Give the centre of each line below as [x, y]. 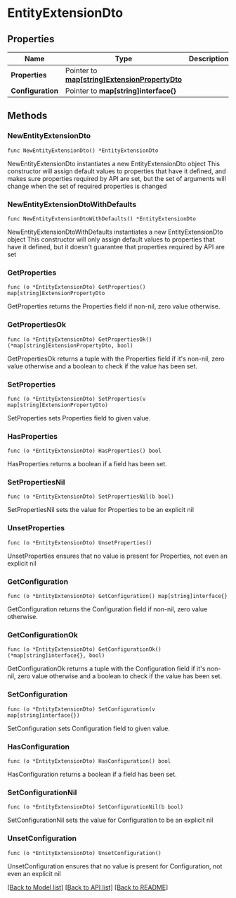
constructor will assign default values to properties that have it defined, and [117, 171]
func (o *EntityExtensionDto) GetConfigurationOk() [84, 649]
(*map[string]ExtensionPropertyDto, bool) [70, 345]
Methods [27, 116]
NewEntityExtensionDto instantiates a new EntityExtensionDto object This [113, 163]
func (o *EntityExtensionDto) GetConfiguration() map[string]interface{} [118, 597]
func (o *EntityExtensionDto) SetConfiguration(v [81, 709]
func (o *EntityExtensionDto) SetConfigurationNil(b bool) [96, 807]
